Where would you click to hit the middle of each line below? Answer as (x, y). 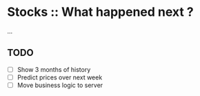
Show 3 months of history (54, 69)
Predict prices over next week (60, 77)
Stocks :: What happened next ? (101, 12)
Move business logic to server (60, 85)
